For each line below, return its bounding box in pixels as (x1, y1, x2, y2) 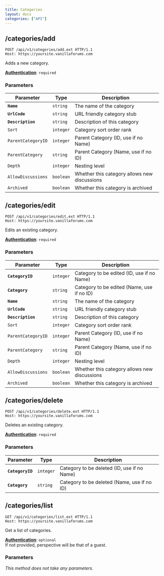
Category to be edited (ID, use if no (75, 269, 155, 276)
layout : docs (5, 12, 32, 17)
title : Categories (5, 7, 42, 12)
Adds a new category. (5, 60, 49, 66)
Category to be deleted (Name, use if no (60, 479, 152, 486)
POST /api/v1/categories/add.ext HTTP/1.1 (5, 47, 93, 52)
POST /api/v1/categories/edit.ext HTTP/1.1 (5, 214, 95, 219)
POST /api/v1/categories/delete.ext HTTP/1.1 (5, 409, 99, 414)
